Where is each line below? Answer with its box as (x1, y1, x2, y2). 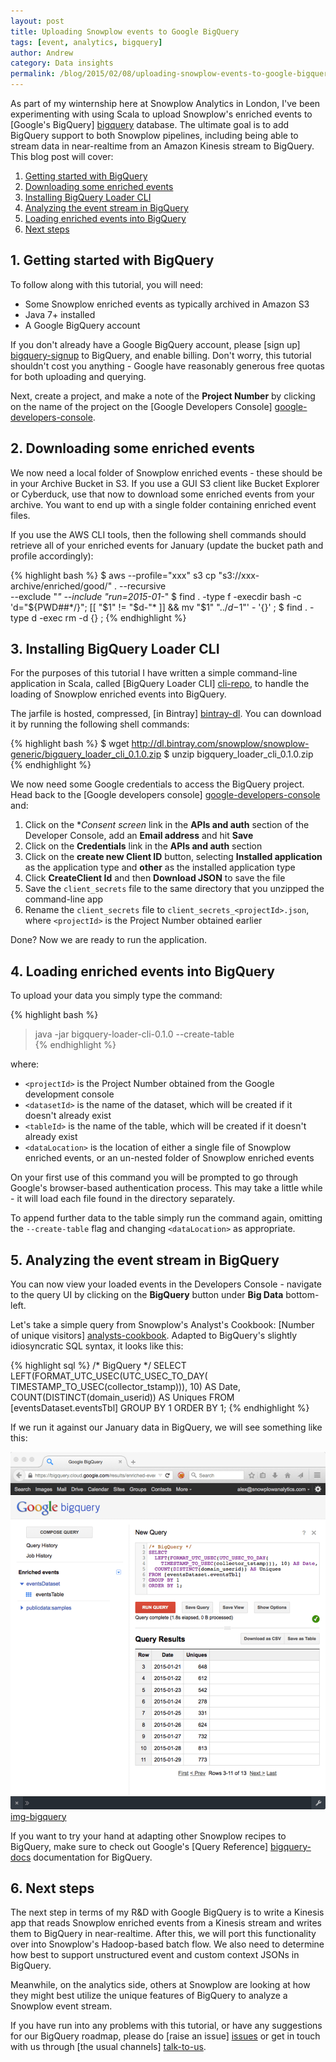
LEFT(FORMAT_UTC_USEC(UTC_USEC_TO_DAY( (10, 1370, 208, 1382)
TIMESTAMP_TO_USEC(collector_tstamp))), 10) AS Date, (10, 1381, 241, 1393)
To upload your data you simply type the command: (10, 990, 223, 1002)
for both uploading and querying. (10, 370, 147, 382)
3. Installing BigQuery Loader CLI (10, 641, 220, 658)
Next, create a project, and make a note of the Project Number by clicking (10, 390, 316, 402)
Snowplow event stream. (10, 2000, 113, 2012)
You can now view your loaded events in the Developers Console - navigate (10, 1278, 323, 1290)
